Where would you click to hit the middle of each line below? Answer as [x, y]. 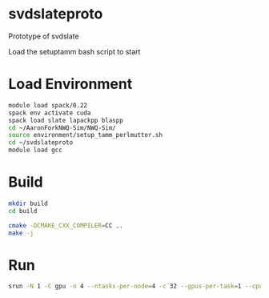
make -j [21, 233]
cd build [23, 211]
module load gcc [35, 150]
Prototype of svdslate [44, 36]
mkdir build [28, 203]
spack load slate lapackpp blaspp [66, 120]
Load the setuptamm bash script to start [74, 51]
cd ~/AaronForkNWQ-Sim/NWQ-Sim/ [62, 128]
